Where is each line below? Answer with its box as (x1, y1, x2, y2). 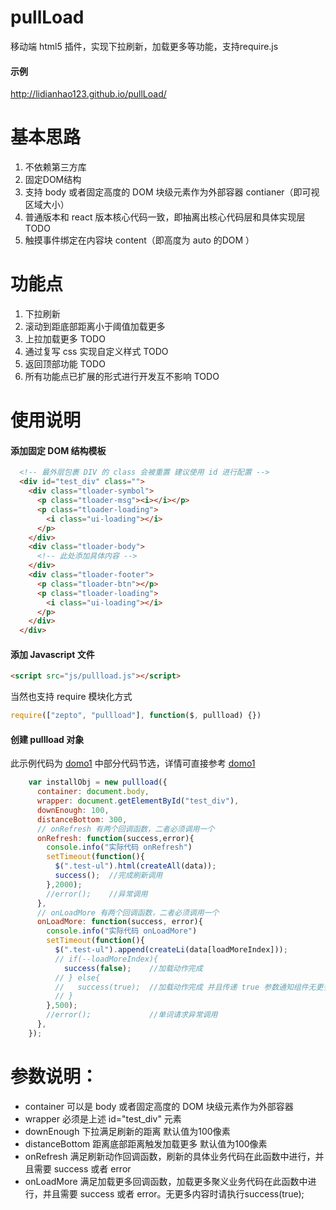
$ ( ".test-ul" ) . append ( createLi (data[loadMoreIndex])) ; (54, 945, 288, 955)
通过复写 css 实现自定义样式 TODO (24, 346, 169, 358)
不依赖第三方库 (24, 161, 87, 173)
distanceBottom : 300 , (36, 814, 128, 825)
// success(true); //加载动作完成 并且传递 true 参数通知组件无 (54, 982, 317, 992)
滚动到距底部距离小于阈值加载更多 (24, 321, 166, 333)
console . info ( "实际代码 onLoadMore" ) (46, 926, 198, 936)
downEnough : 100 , (36, 805, 110, 815)
